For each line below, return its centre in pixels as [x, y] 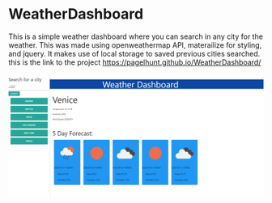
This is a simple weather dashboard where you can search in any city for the [136, 36]
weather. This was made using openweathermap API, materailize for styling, [135, 44]
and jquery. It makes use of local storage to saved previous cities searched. [134, 53]
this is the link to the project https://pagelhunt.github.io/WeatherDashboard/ [135, 62]
